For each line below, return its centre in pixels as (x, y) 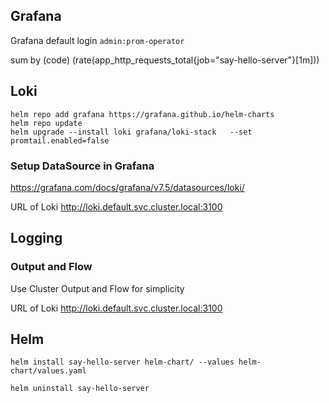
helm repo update (46, 123)
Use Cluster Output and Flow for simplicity (97, 288)
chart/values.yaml (48, 371)
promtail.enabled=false (60, 140)
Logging (36, 238)
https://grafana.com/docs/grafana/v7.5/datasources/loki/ (127, 187)
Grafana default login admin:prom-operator (97, 40)
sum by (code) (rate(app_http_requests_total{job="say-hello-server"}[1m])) (165, 60)
